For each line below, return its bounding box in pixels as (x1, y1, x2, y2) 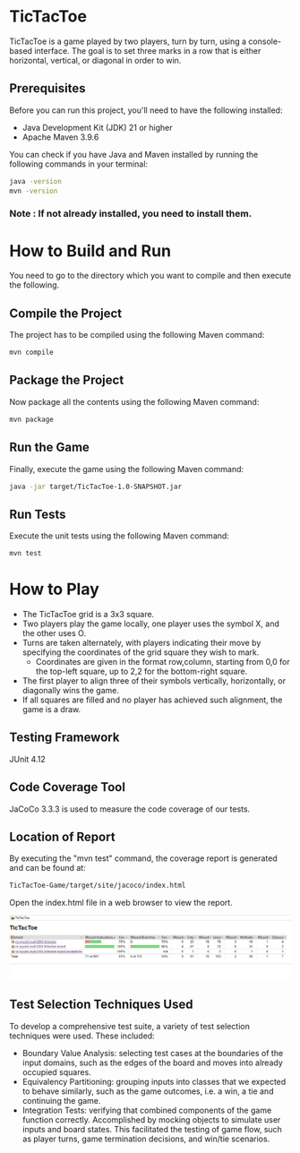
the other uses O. (21, 628, 87, 639)
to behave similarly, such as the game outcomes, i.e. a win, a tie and (21, 1086, 274, 1097)
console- (248, 36, 282, 47)
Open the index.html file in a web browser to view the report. (9, 898, 233, 908)
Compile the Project (9, 305, 123, 321)
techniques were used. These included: (9, 1030, 155, 1041)
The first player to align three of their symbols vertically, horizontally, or (21, 675, 287, 686)
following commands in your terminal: (9, 159, 149, 169)
